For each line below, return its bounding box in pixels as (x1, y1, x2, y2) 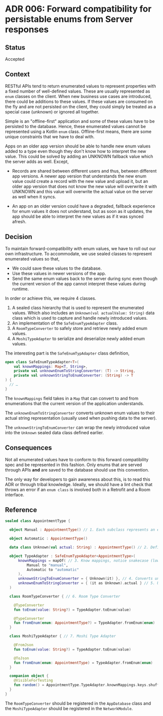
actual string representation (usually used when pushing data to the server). (5, 415, 157, 421)
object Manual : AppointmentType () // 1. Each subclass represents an (9, 527, 155, 532)
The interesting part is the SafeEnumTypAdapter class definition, (5, 350, 130, 356)
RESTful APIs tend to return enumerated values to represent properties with (5, 83, 156, 89)
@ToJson (14, 656, 29, 661)
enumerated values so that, (5, 256, 60, 261)
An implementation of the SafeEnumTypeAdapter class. (12, 320, 118, 326)
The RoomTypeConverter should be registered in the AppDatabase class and (5, 700, 151, 706)
